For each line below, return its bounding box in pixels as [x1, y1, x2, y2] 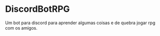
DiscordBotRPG [5, 3, 70, 15]
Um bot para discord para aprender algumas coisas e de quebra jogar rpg [5, 20, 156, 26]
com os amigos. [5, 25, 38, 31]
